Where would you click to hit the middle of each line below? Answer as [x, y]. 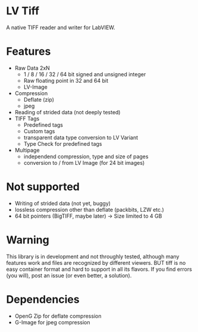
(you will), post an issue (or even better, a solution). [69, 275]
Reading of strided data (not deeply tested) [67, 112]
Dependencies [43, 299]
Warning [28, 240]
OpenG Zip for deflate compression [58, 316]
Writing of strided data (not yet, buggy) [63, 203]
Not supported [43, 187]
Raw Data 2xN [32, 68]
